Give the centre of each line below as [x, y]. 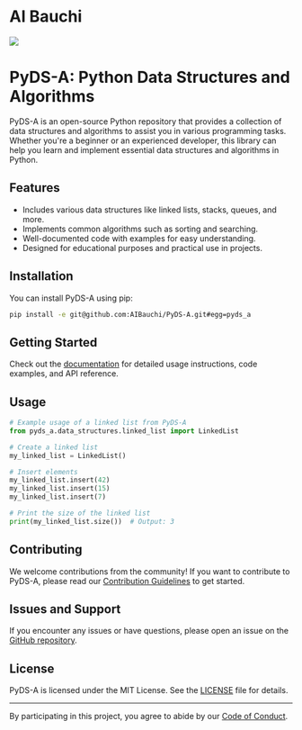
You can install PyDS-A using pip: [71, 298]
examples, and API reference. [64, 374]
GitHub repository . [44, 640]
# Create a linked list [54, 447]
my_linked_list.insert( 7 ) [58, 497]
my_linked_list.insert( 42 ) [60, 480]
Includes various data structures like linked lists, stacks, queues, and [149, 210]
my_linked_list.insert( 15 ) [60, 489]
